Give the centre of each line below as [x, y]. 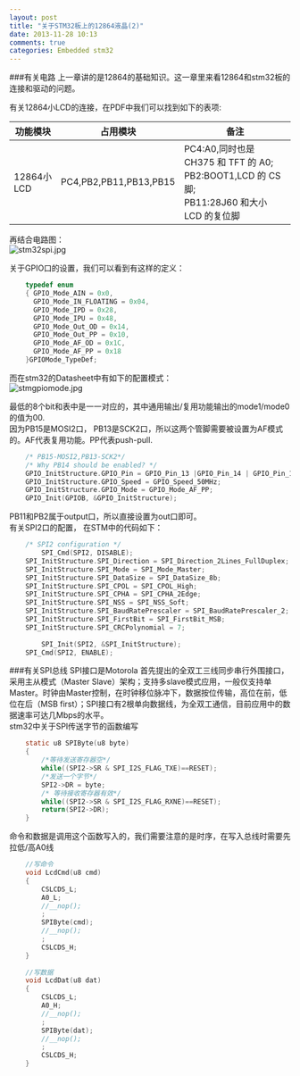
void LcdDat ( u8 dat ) [63, 980]
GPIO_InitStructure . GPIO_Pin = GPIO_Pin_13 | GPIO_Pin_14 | [137, 473]
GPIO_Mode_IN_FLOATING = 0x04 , [91, 301]
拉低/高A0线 [32, 847]
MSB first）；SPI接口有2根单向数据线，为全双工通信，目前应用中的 [161, 704]
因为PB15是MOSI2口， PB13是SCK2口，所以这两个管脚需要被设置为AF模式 [146, 429]
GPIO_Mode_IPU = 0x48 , [75, 318]
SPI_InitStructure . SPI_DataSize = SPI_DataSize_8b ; [123, 578]
